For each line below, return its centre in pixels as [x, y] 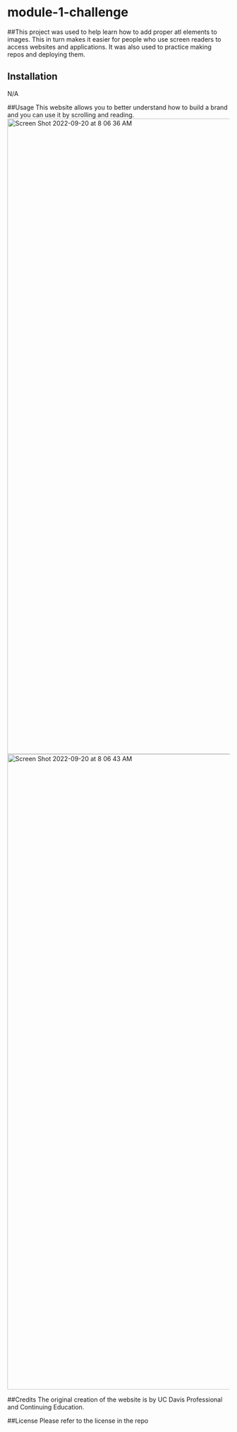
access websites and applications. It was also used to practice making [109, 47]
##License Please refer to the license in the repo [78, 1421]
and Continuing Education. [46, 1407]
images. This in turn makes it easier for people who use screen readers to [114, 39]
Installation [32, 77]
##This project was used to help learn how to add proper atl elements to [112, 32]
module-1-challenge [68, 12]
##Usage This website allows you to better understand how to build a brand [117, 107]
